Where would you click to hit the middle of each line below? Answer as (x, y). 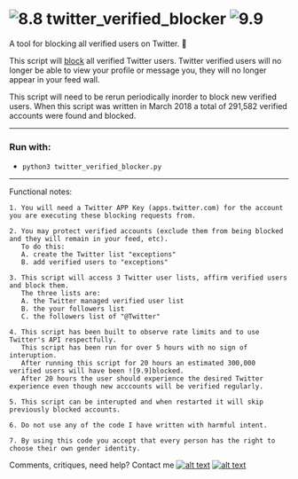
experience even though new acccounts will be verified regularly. (137, 387)
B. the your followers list (73, 309)
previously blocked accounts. (65, 410)
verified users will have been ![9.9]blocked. (97, 371)
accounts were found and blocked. (73, 115)
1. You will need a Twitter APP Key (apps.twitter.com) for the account (146, 208)
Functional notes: (41, 192)
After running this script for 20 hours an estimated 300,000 (138, 364)
